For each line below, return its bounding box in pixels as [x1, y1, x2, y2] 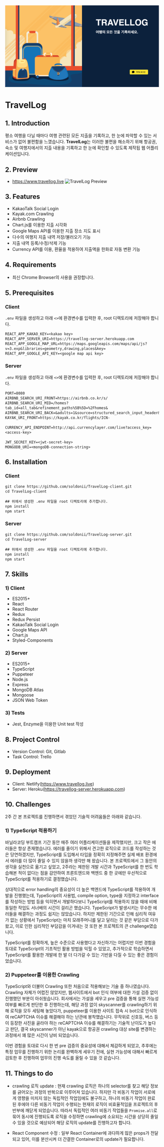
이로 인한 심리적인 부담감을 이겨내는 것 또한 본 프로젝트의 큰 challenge [15, 923, 150, 929]
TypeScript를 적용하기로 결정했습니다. [5, 876, 78, 882]
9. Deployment [5, 768, 51, 776]
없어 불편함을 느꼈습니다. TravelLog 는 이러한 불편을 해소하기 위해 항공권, [18, 139, 157, 145]
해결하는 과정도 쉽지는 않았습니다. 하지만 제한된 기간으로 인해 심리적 [18, 911, 147, 917]
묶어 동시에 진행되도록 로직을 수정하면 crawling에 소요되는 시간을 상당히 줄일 [12, 1113, 159, 1119]
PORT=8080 [5, 391, 25, 396]
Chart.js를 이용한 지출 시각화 [12, 222, 67, 227]
